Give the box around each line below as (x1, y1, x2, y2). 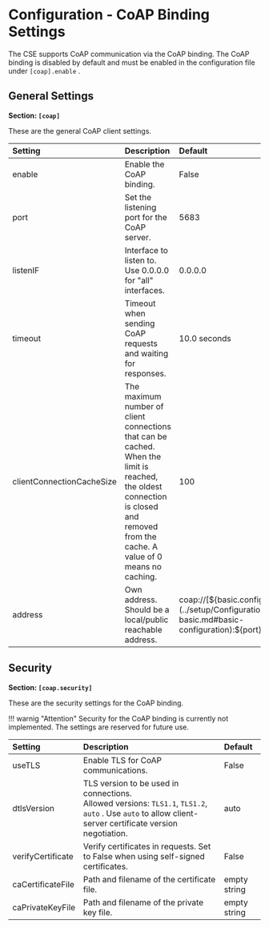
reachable (124, 624, 163, 635)
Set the (124, 191, 152, 203)
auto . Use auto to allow (82, 807, 171, 818)
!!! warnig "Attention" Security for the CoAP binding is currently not (8, 713, 229, 723)
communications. (82, 765, 148, 776)
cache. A (124, 540, 159, 552)
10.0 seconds (179, 332, 232, 343)
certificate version (109, 818, 178, 829)
